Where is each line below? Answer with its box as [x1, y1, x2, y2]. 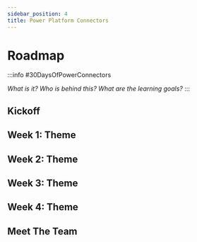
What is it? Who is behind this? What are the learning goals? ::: [7, 84, 191, 93]
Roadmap [7, 47, 65, 64]
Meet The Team [7, 225, 78, 237]
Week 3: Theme [7, 178, 78, 189]
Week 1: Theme [7, 129, 76, 142]
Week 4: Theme [7, 201, 79, 213]
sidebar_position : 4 [7, 10, 68, 18]
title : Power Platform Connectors [7, 17, 109, 24]
